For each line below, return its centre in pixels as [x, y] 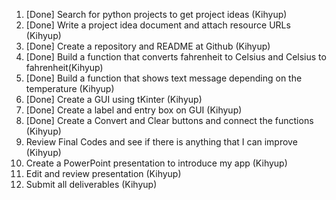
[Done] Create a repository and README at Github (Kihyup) [148, 46]
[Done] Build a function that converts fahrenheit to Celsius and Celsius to [176, 57]
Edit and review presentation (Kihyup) [103, 173]
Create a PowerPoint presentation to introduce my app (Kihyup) [156, 163]
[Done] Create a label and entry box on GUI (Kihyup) [134, 110]
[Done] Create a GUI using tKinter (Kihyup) [114, 99]
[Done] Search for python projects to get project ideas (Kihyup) [156, 14]
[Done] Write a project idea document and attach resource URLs [158, 25]
